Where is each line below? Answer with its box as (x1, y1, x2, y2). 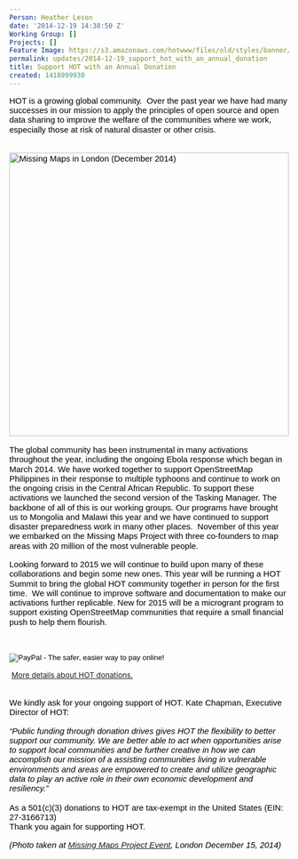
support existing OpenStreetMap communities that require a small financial (9, 606, 284, 618)
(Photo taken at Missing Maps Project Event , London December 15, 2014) (9, 839, 282, 850)
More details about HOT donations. (11, 670, 133, 680)
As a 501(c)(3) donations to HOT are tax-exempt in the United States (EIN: (9, 802, 284, 813)
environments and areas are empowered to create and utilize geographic (9, 764, 277, 775)
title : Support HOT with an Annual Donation (9, 63, 176, 72)
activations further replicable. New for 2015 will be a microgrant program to (9, 598, 284, 608)
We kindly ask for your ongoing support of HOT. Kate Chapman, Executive (9, 697, 282, 708)
